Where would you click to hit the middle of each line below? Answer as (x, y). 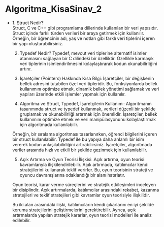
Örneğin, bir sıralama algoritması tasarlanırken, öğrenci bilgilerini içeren (85, 134)
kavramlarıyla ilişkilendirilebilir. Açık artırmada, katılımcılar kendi (84, 164)
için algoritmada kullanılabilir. (49, 125)
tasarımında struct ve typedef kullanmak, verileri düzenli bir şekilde (88, 109)
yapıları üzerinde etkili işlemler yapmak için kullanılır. (73, 94)
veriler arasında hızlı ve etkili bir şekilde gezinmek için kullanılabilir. (80, 150)
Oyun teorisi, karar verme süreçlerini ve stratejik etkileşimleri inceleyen (84, 184)
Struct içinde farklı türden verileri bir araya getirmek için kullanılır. (78, 33)
